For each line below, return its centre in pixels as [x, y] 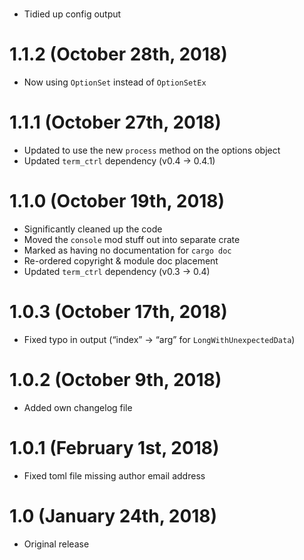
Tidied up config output [72, 14]
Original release [56, 544]
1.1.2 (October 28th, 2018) [118, 54]
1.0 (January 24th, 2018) [113, 516]
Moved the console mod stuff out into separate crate [132, 239]
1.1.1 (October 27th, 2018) [115, 122]
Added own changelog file [78, 407]
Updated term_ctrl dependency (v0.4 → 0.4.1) [119, 161]
